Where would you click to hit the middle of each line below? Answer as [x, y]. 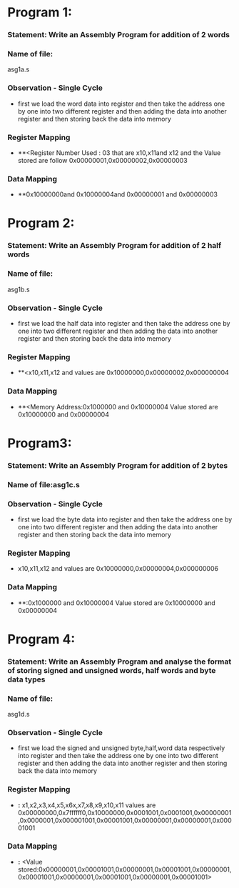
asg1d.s [19, 714]
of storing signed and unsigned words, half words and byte [112, 670]
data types [26, 679]
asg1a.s [19, 69]
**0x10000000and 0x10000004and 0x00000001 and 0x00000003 [117, 194]
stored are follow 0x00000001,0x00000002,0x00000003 [102, 160]
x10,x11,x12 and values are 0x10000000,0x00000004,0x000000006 [118, 569]
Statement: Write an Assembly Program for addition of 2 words [119, 35]
